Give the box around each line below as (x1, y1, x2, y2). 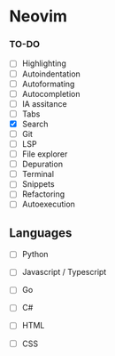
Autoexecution (21, 198, 75, 210)
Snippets (21, 179, 55, 190)
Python (21, 249, 49, 260)
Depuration (21, 158, 64, 170)
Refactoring (21, 189, 65, 199)
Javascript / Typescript (21, 267, 107, 278)
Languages (9, 225, 73, 240)
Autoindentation (21, 69, 81, 79)
